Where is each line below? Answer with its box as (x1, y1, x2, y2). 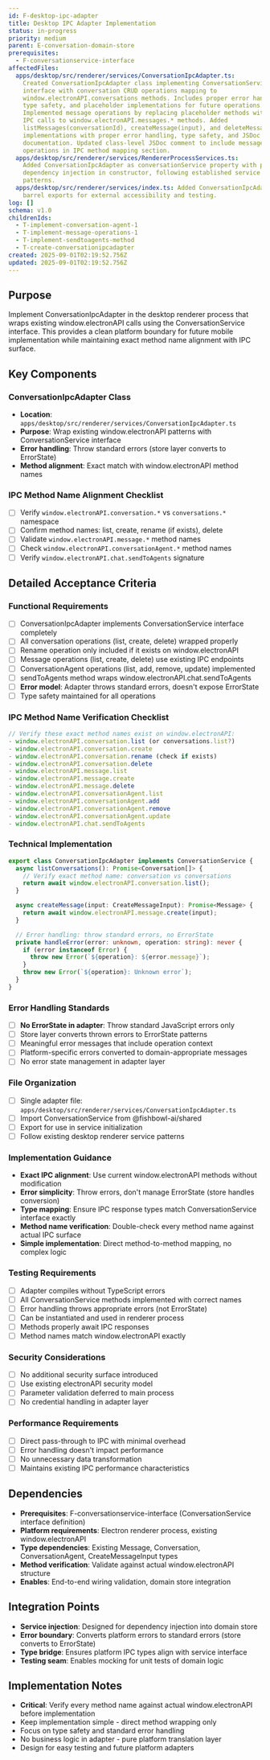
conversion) (19, 1196, 60, 1206)
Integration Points (8, 1600, 100, 1614)
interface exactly (19, 1213, 76, 1223)
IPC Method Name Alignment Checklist (8, 489, 164, 500)
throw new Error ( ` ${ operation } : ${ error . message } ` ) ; (29, 953, 211, 961)
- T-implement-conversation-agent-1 (15, 221, 138, 229)
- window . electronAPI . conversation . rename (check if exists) (8, 752, 218, 760)
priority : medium (8, 34, 67, 43)
